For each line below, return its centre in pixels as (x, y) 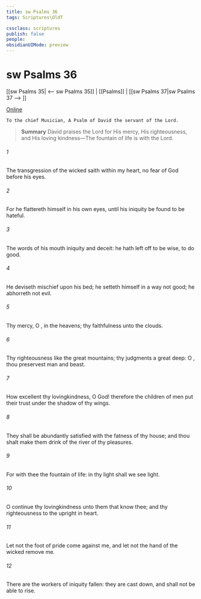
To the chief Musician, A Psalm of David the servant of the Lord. (93, 120)
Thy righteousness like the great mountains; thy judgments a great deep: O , (100, 358)
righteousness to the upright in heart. (52, 513)
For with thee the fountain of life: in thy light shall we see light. (83, 474)
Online (14, 109)
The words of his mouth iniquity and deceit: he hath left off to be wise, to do (100, 248)
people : (16, 40)
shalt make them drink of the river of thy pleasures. (70, 442)
